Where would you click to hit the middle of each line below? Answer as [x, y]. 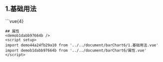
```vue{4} [14, 21]
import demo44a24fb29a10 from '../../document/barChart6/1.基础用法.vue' [82, 45]
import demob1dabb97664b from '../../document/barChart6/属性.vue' [76, 50]
